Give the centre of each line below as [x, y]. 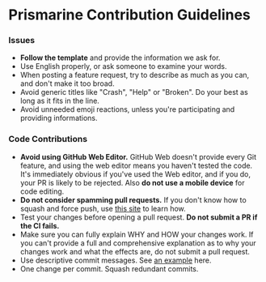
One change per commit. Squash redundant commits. [109, 268]
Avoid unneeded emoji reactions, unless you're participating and [127, 109]
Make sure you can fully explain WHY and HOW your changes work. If [137, 234]
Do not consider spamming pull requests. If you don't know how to [133, 199]
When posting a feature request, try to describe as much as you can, [135, 75]
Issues [22, 41]
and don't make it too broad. [67, 83]
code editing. [42, 191]
